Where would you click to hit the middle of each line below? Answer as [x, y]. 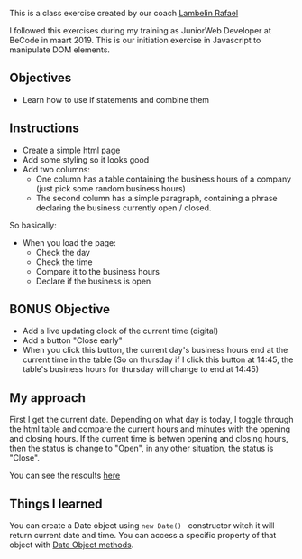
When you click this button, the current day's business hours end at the [155, 350]
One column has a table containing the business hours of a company [163, 179]
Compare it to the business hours [98, 271]
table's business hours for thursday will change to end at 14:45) [141, 369]
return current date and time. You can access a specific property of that [143, 536]
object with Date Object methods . [72, 545]
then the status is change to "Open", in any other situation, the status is [142, 448]
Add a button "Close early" [73, 340]
